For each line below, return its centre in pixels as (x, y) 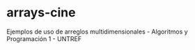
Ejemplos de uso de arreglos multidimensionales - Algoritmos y (97, 32)
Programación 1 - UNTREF (44, 38)
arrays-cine (41, 13)
